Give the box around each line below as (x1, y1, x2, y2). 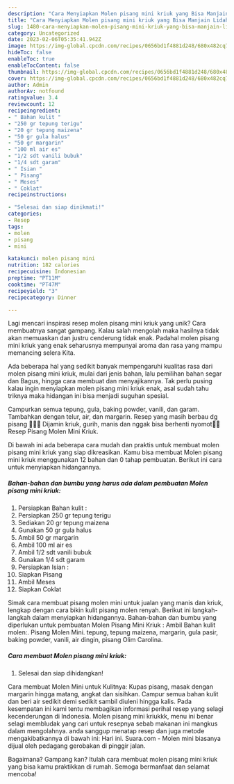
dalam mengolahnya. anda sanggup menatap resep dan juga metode (8, 727, 205, 735)
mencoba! (8, 770, 37, 778)
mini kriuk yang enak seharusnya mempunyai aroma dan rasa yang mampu (8, 342, 222, 350)
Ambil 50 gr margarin (17, 534, 79, 542)
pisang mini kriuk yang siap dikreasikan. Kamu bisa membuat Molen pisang (8, 448, 223, 456)
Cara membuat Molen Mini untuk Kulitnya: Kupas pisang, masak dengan (8, 682, 214, 691)
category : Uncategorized (8, 29, 80, 37)
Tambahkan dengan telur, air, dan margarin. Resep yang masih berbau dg (8, 413, 218, 421)
